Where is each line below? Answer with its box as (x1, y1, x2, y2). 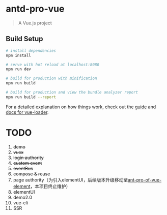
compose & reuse (13, 171, 50, 177)
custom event (13, 160, 42, 166)
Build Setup (6, 35, 43, 43)
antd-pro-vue (6, 3, 65, 15)
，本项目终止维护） (30, 183, 71, 189)
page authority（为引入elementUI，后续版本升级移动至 (13, 176, 128, 183)
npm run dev (6, 67, 31, 72)
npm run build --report (6, 95, 57, 100)
